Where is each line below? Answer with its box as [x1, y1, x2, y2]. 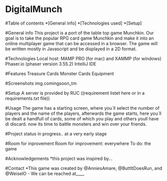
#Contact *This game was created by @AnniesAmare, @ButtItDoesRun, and [5, 165, 162, 171]
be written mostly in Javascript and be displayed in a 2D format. [5, 46, 137, 52]
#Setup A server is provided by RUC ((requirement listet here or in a [5, 90, 145, 96]
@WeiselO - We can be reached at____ [5, 170, 84, 176]
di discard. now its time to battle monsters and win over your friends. [5, 121, 147, 127]
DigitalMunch [5, 4, 62, 15]
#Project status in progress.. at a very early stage [5, 130, 107, 136]
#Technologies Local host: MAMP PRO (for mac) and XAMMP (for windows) [5, 55, 161, 61]
